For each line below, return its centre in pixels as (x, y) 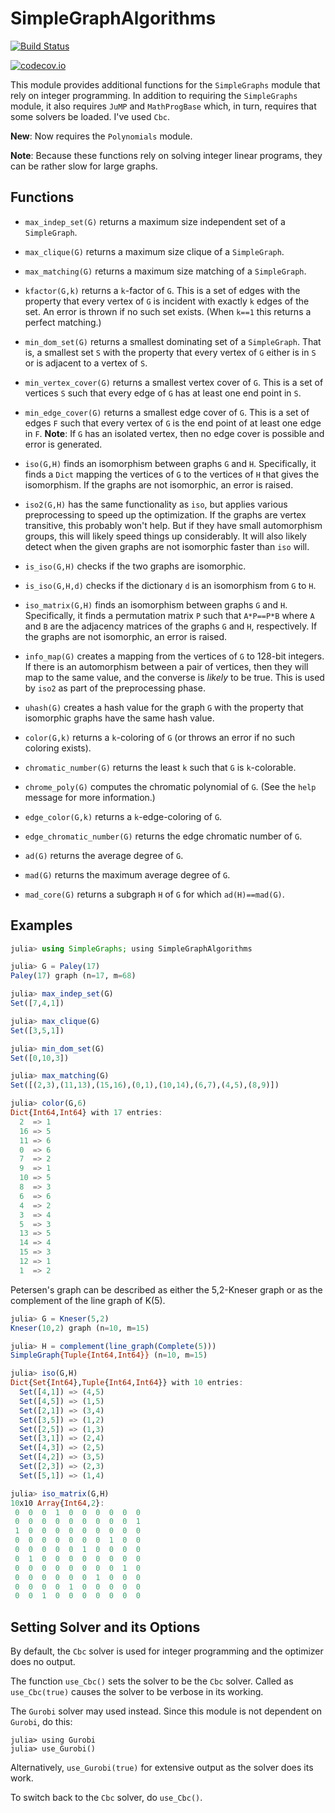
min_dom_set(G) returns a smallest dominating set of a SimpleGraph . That (173, 341)
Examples (41, 925)
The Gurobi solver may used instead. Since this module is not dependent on (166, 1711)
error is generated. (63, 444)
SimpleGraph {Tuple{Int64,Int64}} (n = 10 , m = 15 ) (109, 1355)
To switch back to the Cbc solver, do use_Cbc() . (106, 1798)
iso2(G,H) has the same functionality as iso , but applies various (156, 504)
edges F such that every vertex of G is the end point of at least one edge (173, 423)
